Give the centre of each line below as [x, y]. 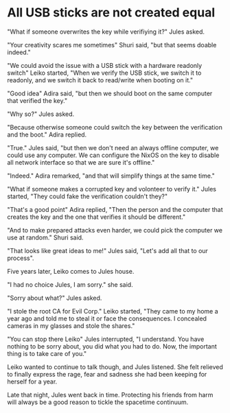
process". [21, 258]
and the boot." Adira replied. [47, 134]
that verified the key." [37, 100]
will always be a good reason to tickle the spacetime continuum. [98, 402]
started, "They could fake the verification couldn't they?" [88, 196]
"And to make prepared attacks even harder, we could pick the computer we [115, 230]
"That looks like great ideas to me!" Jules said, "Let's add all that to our [107, 250]
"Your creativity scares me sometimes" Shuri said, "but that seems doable [112, 45]
